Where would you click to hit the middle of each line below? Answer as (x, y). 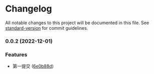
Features (16, 54)
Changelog (29, 9)
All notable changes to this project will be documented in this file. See (77, 23)
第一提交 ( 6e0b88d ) (33, 66)
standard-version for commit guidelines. (47, 28)
